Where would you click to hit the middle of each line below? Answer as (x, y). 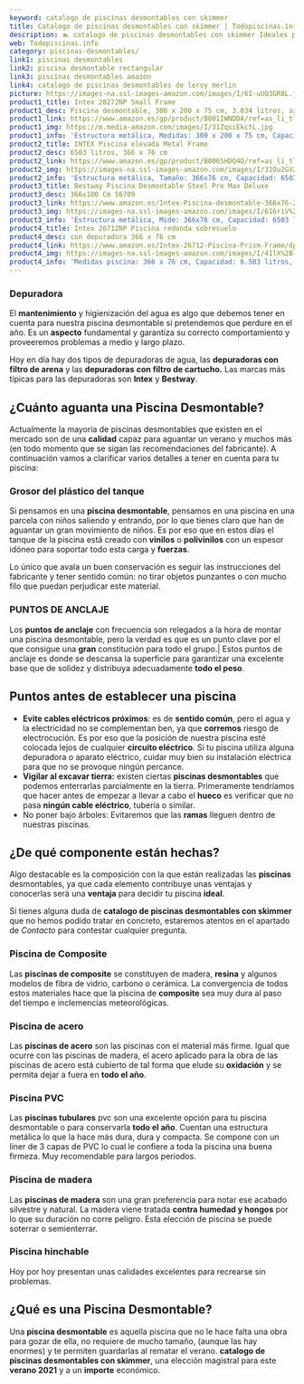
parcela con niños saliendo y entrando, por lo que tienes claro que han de (147, 521)
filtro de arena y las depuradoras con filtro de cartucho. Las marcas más (147, 370)
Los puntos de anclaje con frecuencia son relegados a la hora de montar (146, 630)
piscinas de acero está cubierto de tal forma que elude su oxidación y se (146, 1064)
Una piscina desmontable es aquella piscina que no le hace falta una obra (148, 1331)
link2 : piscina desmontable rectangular (87, 69)
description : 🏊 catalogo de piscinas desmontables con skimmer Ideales (148, 34)
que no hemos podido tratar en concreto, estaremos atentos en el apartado (150, 921)
